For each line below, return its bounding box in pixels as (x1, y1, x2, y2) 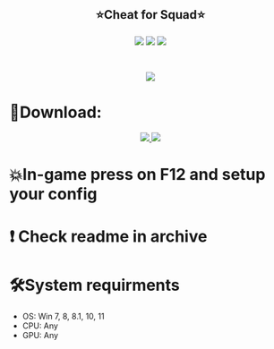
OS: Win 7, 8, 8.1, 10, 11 (21, 311, 105, 322)
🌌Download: (9, 102, 102, 123)
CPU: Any (21, 320, 58, 331)
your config (9, 183, 98, 204)
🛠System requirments (9, 276, 181, 295)
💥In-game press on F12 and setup (9, 164, 266, 184)
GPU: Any (21, 330, 59, 341)
